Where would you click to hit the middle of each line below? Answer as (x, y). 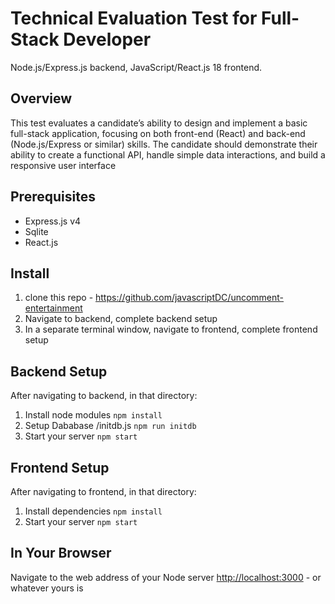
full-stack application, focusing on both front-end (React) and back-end (158, 133)
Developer (107, 39)
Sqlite (36, 231)
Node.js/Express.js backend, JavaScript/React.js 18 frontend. (136, 67)
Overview (41, 98)
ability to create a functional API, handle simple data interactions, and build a (168, 154)
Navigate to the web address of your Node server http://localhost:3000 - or (166, 577)
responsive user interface (63, 165)
